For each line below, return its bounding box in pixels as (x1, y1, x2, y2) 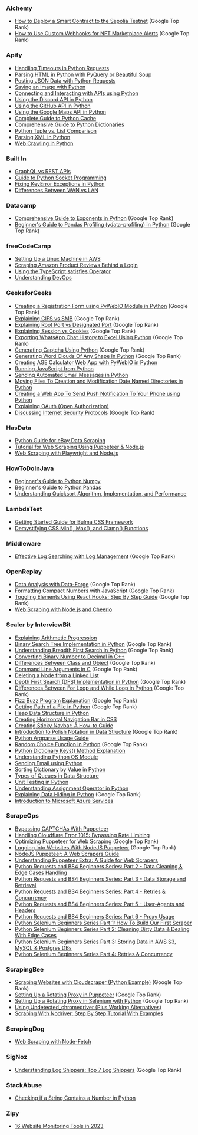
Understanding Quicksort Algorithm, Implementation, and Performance (14, 490, 187, 497)
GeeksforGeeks (6, 289, 52, 297)
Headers (14, 907, 36, 914)
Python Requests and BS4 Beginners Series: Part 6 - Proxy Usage (14, 913, 175, 920)
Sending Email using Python (14, 759, 83, 766)
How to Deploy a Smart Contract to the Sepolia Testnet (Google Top (14, 18, 180, 25)
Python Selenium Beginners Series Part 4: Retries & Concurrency (14, 950, 173, 957)
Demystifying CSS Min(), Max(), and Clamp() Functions (14, 524, 148, 532)
